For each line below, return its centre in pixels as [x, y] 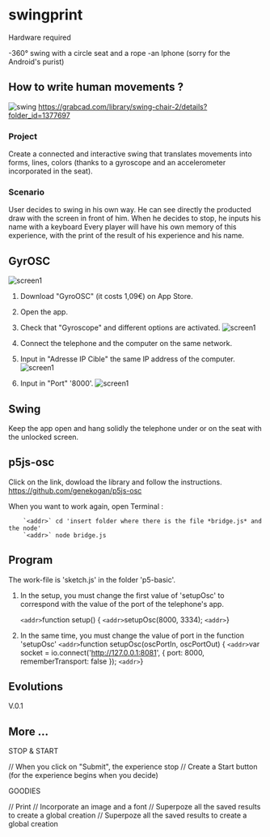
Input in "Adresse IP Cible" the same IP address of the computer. [128, 359]
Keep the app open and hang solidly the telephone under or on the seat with [135, 428]
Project [23, 136]
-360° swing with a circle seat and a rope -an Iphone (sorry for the [119, 53]
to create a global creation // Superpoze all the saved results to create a [128, 815]
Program [31, 560]
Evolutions [36, 686]
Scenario [26, 192]
